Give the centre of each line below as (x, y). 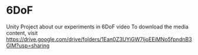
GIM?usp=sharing (28, 46)
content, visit (22, 33)
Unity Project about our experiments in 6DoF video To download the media (97, 27)
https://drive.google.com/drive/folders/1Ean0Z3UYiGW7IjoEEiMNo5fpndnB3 (99, 39)
